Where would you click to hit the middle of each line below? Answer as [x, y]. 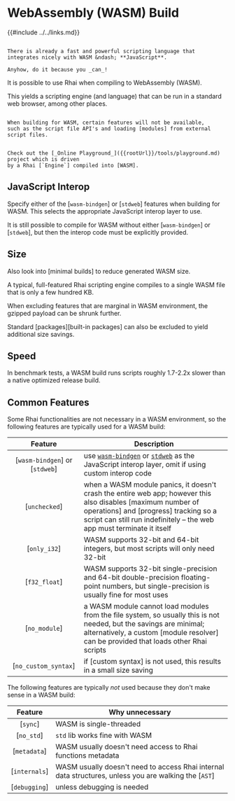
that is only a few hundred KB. [51, 292]
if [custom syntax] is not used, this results [152, 662]
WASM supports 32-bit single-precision [150, 569]
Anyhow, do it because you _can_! [58, 69]
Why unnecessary [140, 712]
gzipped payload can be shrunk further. [64, 313]
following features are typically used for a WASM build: [86, 427]
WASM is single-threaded [98, 724]
